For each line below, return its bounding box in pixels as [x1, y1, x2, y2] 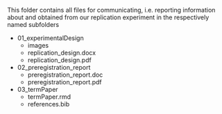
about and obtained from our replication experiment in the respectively [7, 13, 210, 21]
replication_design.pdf [27, 56, 92, 64]
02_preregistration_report [17, 64, 91, 71]
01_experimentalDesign [17, 34, 85, 42]
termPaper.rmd [27, 93, 71, 101]
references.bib [27, 100, 70, 108]
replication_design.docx [27, 48, 96, 57]
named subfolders [7, 21, 60, 28]
